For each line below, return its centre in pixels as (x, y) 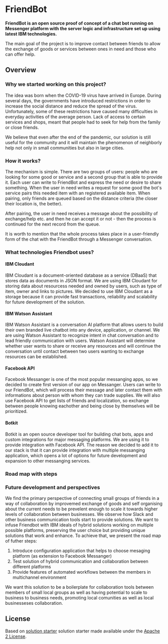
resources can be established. (36, 357)
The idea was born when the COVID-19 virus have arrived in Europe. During (83, 95)
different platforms (32, 567)
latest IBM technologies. (31, 34)
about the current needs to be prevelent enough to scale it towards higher (81, 509)
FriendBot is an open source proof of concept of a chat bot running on (79, 23)
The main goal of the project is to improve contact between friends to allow (83, 43)
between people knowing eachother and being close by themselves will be (82, 406)
